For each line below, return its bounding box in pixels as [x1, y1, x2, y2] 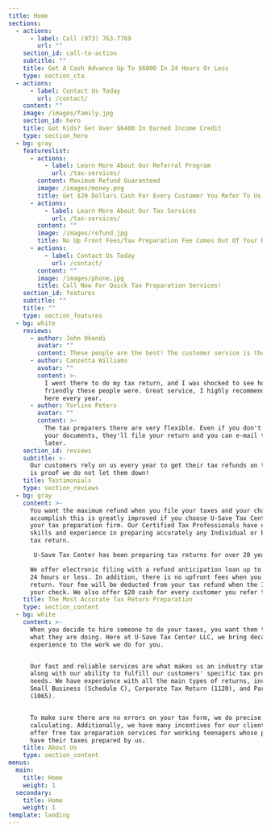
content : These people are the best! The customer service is [37, 349, 251, 357]
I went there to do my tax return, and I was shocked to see [44, 379, 254, 387]
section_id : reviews [23, 447, 92, 455]
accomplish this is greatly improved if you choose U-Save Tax [29, 514, 248, 522]
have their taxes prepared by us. [29, 736, 147, 744]
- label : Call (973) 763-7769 [29, 34, 131, 43]
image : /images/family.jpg [23, 110, 114, 118]
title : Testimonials [23, 476, 92, 485]
